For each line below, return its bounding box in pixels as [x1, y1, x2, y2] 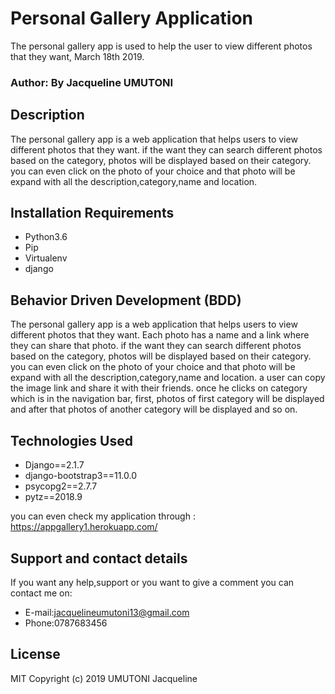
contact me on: [10, 587, 73, 599]
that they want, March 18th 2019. [10, 50, 145, 62]
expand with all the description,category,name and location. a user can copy [10, 372, 326, 384]
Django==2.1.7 [24, 459, 85, 471]
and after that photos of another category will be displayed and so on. [10, 403, 298, 416]
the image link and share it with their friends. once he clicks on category [10, 382, 308, 394]
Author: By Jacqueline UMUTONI [10, 75, 174, 89]
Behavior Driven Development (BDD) [10, 292, 242, 309]
